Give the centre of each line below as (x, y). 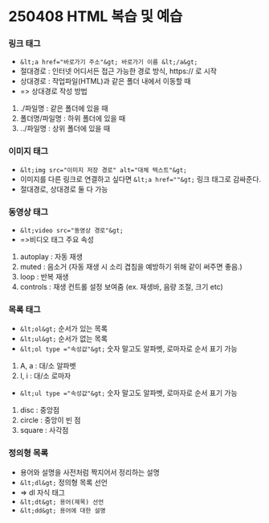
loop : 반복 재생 (44, 277)
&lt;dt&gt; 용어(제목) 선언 (62, 502)
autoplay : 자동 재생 (51, 257)
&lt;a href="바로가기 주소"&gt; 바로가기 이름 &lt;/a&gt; (109, 62)
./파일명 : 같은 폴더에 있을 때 (64, 109)
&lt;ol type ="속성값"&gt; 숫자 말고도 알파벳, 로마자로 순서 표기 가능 (129, 349)
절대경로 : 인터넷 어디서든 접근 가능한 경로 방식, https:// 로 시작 (118, 71)
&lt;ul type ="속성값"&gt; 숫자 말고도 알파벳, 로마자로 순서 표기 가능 (129, 393)
